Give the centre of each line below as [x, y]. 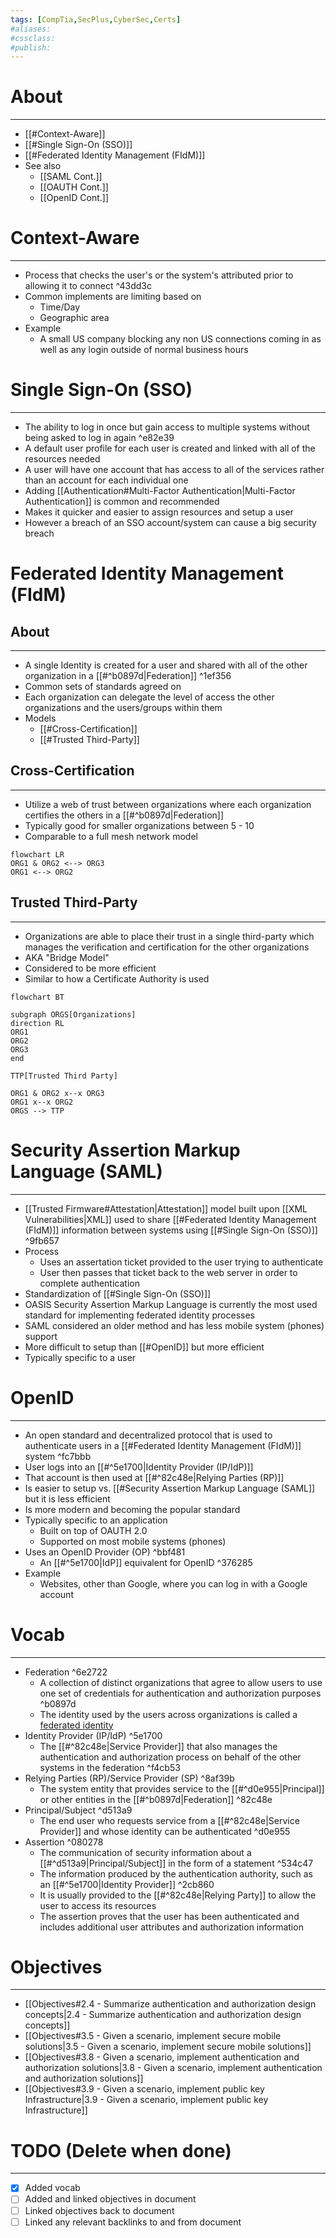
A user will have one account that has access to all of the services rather [174, 470]
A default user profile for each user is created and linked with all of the [170, 448]
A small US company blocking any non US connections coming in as [180, 339]
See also [43, 166]
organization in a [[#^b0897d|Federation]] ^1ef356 [128, 676]
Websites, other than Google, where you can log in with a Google [173, 1583]
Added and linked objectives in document [110, 2199]
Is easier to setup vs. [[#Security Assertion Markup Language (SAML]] [170, 1488]
